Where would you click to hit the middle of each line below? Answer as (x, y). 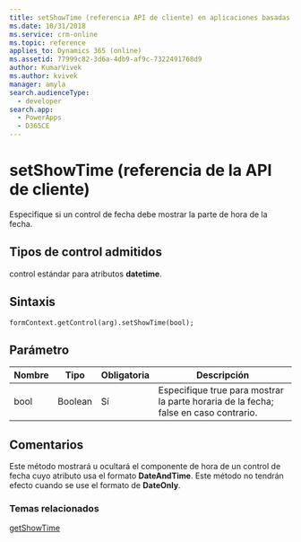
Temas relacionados (55, 509)
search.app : (31, 109)
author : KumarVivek (46, 68)
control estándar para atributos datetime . (86, 274)
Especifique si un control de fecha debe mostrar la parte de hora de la (138, 214)
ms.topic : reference (48, 43)
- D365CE (34, 127)
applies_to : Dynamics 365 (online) (76, 51)
